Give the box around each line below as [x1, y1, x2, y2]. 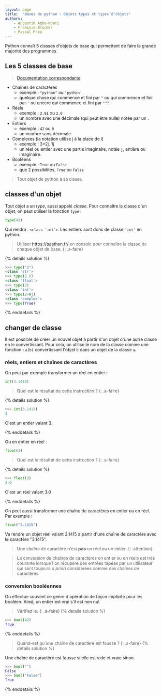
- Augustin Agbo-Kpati [14, 20, 59, 26]
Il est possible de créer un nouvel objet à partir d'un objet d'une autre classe [5, 336, 157, 342]
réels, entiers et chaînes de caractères [5, 359, 97, 366]
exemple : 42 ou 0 [19, 126, 54, 131]
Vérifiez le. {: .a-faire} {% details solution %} [16, 608, 105, 614]
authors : [5, 16, 23, 21]
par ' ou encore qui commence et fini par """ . [19, 100, 111, 106]
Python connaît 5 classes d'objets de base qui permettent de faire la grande [5, 43, 156, 48]
